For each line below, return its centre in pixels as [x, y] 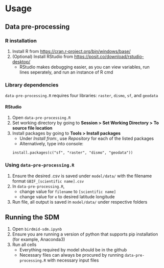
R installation [21, 41]
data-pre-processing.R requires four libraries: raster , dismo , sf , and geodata [82, 96]
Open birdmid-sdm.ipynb [37, 229]
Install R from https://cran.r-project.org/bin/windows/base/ [71, 51]
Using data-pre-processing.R [40, 165]
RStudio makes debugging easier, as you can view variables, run [84, 67]
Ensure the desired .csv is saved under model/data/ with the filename [82, 176]
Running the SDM [32, 217]
